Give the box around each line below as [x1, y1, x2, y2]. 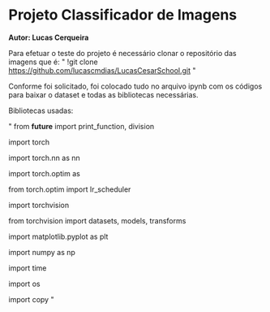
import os [8, 279, 41, 288]
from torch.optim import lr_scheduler [8, 184, 131, 194]
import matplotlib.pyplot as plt [8, 232, 109, 241]
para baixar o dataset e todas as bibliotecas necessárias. [8, 89, 199, 99]
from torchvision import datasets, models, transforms [8, 215, 186, 225]
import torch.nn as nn [8, 153, 81, 162]
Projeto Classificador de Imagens [8, 6, 238, 24]
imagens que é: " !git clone [8, 57, 99, 67]
